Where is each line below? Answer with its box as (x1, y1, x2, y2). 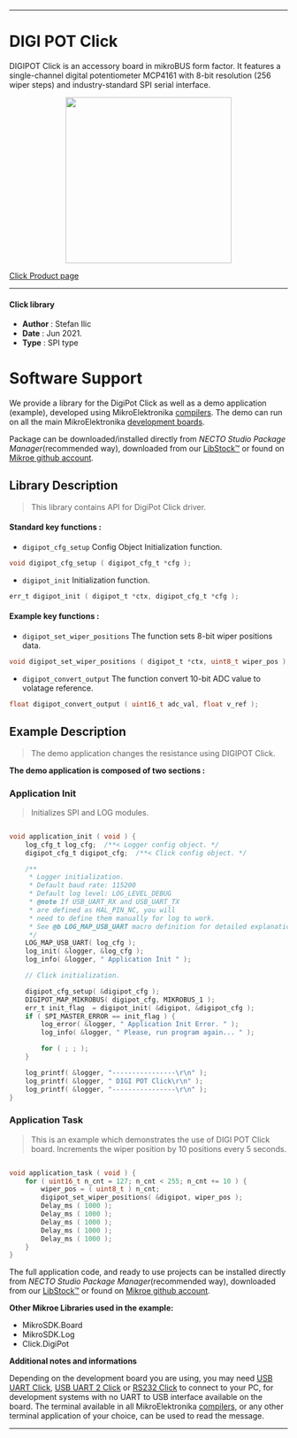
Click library (9, 298, 56, 310)
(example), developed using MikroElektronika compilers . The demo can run (9, 407, 283, 418)
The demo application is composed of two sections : (9, 765, 206, 776)
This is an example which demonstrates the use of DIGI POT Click (30, 1134, 270, 1145)
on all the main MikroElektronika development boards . (9, 417, 205, 428)
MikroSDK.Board (21, 1320, 83, 1331)
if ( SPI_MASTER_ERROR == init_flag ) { (25, 1011, 176, 1021)
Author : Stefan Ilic (21, 319, 92, 329)
